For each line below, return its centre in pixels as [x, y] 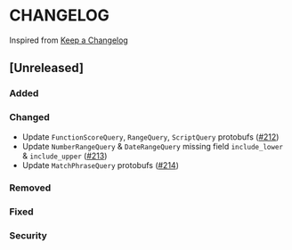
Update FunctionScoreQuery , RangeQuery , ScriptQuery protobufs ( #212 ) [150, 137]
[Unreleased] [47, 68]
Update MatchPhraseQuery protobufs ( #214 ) [101, 165]
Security [28, 236]
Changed [30, 117]
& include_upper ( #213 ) [65, 156]
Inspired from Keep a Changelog [69, 40]
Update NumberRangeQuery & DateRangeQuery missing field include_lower [152, 146]
